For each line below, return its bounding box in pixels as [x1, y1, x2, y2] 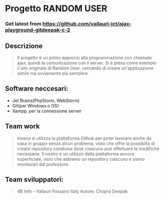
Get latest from [5, 21, 42, 27]
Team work [5, 122, 40, 130]
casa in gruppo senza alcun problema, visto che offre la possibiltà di [17, 140, 155, 146]
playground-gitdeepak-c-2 [5, 26, 70, 33]
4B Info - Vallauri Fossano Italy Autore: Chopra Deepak [17, 188, 128, 194]
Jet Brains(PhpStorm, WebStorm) [12, 98, 80, 103]
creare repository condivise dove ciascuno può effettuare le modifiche [17, 146, 159, 151]
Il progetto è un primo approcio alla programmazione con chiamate [17, 54, 152, 60]
